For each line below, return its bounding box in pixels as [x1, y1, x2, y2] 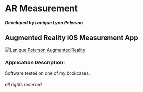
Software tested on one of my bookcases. [5, 70, 90, 76]
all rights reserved [5, 82, 42, 88]
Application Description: [5, 59, 65, 66]
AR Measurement [5, 3, 78, 14]
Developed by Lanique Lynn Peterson [5, 19, 83, 25]
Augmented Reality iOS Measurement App [5, 34, 138, 42]
